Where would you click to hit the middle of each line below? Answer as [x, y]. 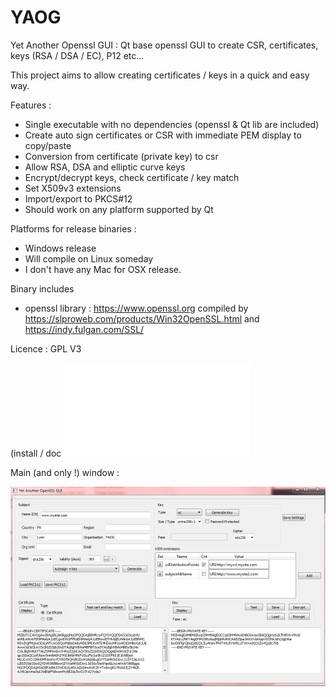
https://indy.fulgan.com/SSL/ [84, 329]
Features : [31, 105]
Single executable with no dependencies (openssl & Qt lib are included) [172, 124]
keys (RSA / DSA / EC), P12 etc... [77, 55]
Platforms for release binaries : [73, 228]
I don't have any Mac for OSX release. [103, 269]
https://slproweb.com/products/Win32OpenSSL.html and [142, 318]
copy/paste [48, 145]
